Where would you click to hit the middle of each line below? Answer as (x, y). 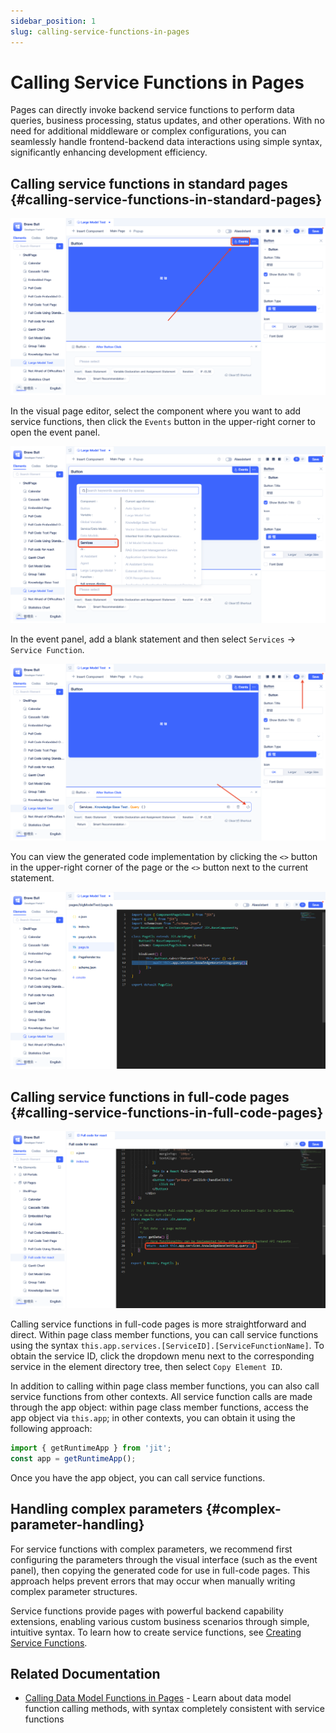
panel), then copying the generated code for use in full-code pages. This (160, 1570)
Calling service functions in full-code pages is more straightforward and (158, 1324)
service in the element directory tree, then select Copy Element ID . (146, 1367)
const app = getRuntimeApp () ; (73, 1458)
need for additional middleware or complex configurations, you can (148, 131)
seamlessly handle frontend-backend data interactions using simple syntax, (166, 142)
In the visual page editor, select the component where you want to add (156, 411)
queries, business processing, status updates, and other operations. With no (167, 121)
